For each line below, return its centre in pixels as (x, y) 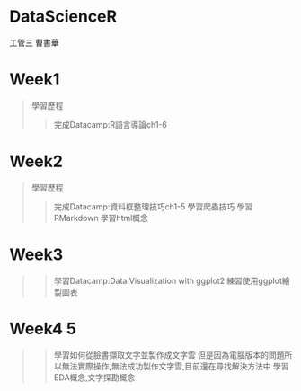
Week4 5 (43, 329)
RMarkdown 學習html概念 (101, 218)
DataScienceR (63, 17)
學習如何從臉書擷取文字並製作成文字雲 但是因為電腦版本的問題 (169, 355)
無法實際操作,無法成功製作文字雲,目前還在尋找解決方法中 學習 (175, 366)
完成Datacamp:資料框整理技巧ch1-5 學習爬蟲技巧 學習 (153, 206)
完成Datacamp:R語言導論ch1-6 (111, 124)
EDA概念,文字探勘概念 (94, 377)
